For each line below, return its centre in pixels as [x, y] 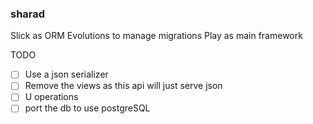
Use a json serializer [66, 74]
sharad [28, 14]
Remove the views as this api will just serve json [123, 86]
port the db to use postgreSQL [87, 108]
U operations [51, 97]
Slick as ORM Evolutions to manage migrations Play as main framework [156, 36]
